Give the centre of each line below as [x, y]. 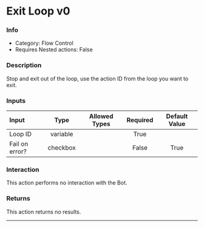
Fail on [19, 144]
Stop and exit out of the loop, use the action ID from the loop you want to [97, 78]
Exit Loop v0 [38, 11]
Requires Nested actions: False [54, 50]
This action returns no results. [44, 212]
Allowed [101, 116]
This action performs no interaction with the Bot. [67, 183]
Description [24, 65]
